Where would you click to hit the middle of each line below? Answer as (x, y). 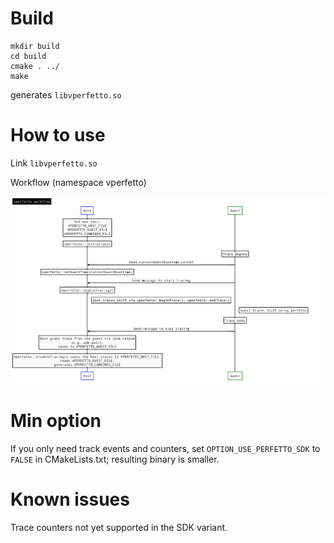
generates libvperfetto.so (66, 94)
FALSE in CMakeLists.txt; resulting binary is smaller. (115, 459)
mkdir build (35, 46)
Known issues (70, 499)
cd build (28, 56)
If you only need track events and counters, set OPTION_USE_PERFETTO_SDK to (165, 448)
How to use (58, 135)
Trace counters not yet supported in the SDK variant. (119, 527)
